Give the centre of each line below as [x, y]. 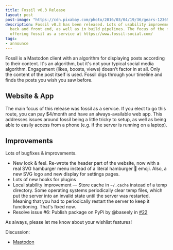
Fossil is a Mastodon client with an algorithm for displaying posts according [85, 58]
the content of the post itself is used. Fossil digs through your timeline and [84, 74]
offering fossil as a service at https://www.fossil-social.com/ [82, 34]
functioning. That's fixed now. [44, 207]
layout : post [19, 15]
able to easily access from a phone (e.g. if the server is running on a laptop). [86, 125]
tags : [11, 39]
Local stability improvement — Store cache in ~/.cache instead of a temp [90, 185]
